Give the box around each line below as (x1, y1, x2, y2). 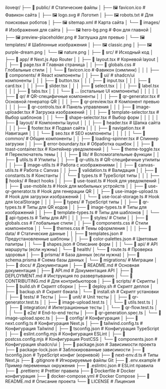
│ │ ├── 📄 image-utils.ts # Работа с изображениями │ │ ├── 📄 (5, 162, 137, 168)
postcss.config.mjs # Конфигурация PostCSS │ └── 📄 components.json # (5, 336, 158, 342)
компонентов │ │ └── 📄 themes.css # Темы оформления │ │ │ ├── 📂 (5, 226, 152, 231)
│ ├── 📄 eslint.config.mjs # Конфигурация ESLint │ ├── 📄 (5, 331, 125, 337)
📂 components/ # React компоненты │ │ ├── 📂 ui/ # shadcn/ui (5, 72, 135, 78)
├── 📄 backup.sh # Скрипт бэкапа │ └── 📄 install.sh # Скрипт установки (5, 289, 159, 295)
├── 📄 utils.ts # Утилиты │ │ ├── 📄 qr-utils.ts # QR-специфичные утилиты (5, 156, 160, 162)
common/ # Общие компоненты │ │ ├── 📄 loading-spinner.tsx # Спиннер (5, 136, 159, 141)
